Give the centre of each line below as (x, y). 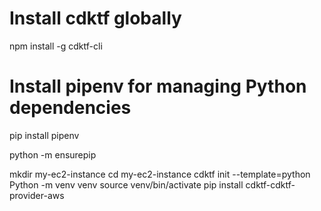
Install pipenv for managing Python (158, 86)
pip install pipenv (44, 135)
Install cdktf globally (95, 18)
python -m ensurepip (53, 154)
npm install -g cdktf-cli (56, 46)
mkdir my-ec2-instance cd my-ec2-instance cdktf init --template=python (160, 174)
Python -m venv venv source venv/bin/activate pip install (126, 184)
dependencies (70, 108)
